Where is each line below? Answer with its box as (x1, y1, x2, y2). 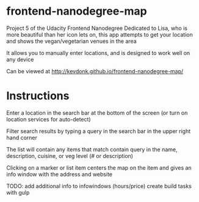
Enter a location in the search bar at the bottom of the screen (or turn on (6, 109, 188, 117)
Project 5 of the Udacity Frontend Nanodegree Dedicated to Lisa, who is (6, 24, 188, 32)
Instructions (6, 89, 70, 103)
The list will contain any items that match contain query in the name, (6, 145, 178, 153)
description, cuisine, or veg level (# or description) (6, 152, 133, 159)
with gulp (6, 189, 30, 196)
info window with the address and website (6, 170, 113, 178)
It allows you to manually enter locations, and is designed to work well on (6, 49, 190, 56)
